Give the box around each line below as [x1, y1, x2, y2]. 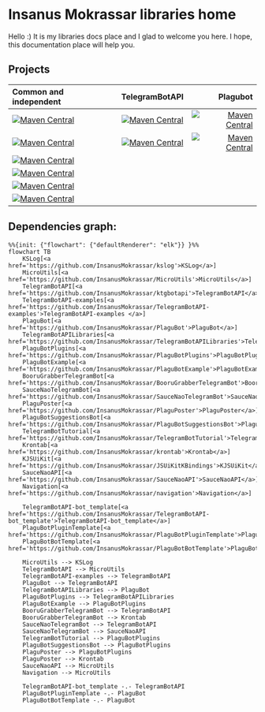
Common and [12, 86, 65, 97]
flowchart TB [8, 248, 51, 255]
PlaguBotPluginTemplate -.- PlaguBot [22, 689, 147, 697]
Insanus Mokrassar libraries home [8, 6, 237, 24]
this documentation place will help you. [8, 39, 136, 49]
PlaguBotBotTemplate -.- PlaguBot [22, 696, 136, 704]
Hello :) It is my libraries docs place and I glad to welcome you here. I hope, [8, 32, 252, 41]
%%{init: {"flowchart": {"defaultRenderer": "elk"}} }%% [8, 240, 200, 249]
